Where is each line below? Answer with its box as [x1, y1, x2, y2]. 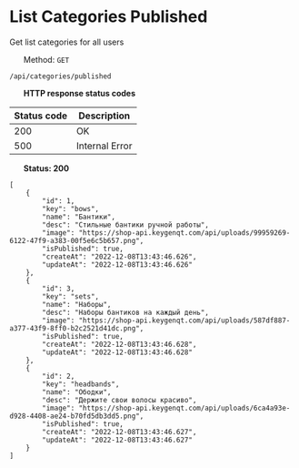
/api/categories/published [9, 71, 112, 81]
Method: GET [23, 54, 70, 65]
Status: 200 [23, 162, 70, 174]
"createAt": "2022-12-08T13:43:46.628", [42, 340, 197, 349]
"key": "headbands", [42, 380, 120, 389]
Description [78, 109, 130, 122]
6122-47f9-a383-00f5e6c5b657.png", [9, 236, 145, 245]
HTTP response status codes [23, 87, 136, 98]
